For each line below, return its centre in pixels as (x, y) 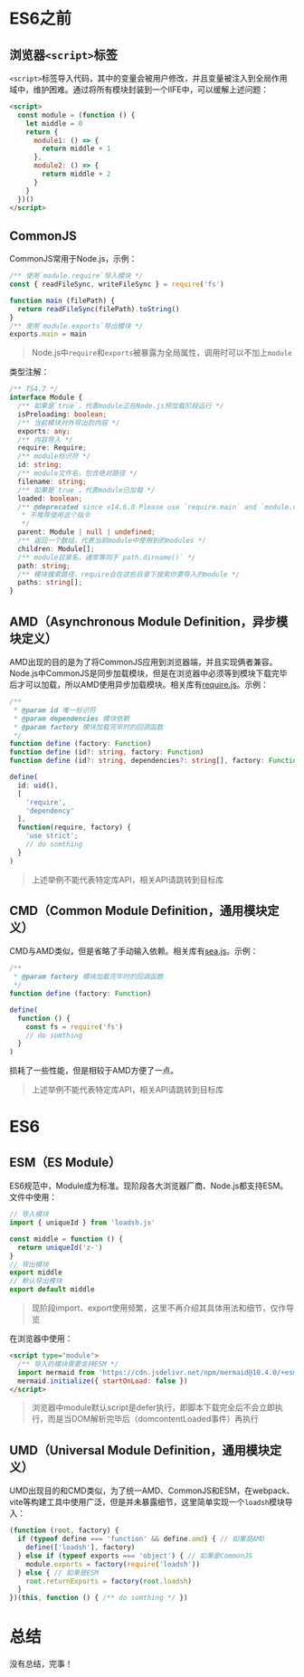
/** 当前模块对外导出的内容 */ (69, 423)
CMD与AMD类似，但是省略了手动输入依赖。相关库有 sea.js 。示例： (134, 951)
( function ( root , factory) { (64, 1530)
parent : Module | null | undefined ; (86, 532)
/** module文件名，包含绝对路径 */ (78, 473)
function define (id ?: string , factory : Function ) (107, 752)
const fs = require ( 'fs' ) (75, 1027)
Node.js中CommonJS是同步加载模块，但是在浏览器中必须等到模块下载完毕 (148, 673)
